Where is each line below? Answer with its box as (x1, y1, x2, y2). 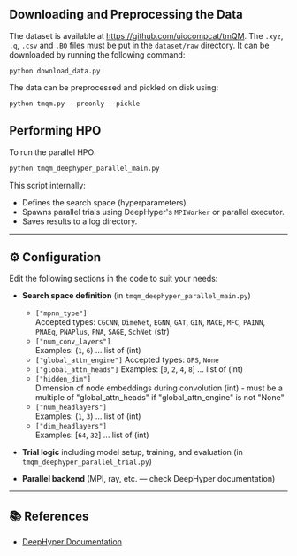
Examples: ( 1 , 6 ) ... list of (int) (34, 345, 141, 356)
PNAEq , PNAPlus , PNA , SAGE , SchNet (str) (34, 327, 170, 337)
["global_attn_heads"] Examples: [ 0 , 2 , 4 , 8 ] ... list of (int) (34, 364, 244, 375)
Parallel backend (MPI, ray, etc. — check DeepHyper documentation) (21, 474, 276, 484)
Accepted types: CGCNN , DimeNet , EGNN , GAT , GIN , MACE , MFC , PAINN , (34, 317, 266, 328)
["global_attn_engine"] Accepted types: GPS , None (34, 354, 219, 366)
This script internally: (9, 180, 86, 190)
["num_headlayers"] (34, 403, 108, 413)
